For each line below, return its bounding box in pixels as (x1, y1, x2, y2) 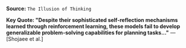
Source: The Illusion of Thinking (6, 5, 92, 12)
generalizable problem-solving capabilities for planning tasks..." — (6, 29, 176, 36)
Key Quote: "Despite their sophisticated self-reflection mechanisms (6, 17, 178, 23)
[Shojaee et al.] (6, 36, 43, 42)
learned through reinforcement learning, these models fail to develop (6, 23, 180, 30)
